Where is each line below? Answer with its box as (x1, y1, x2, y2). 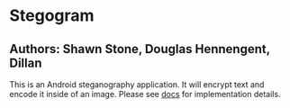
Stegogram (9, 5, 95, 26)
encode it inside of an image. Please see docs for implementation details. (9, 89, 281, 99)
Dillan (9, 55, 42, 70)
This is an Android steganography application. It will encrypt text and (9, 79, 265, 90)
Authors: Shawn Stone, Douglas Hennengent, (9, 41, 270, 57)
